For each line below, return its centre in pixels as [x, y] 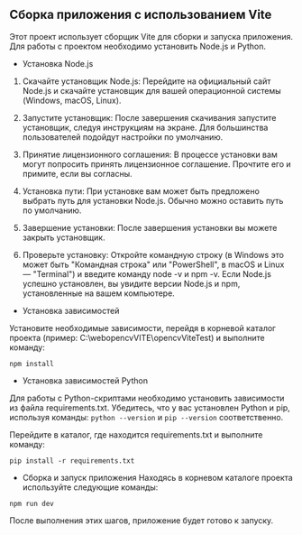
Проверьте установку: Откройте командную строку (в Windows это [153, 254]
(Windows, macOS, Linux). [72, 100]
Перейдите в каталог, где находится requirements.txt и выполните [136, 434]
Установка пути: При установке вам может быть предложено [141, 191]
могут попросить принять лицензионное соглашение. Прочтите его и [156, 164]
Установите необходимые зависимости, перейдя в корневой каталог [143, 327]
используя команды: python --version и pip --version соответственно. [146, 417]
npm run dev [32, 503]
